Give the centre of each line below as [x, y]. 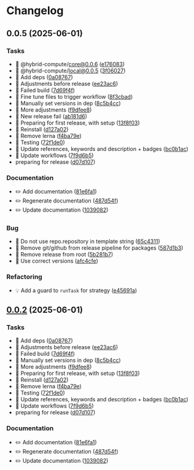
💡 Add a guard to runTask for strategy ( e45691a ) [76, 290]
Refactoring [25, 277]
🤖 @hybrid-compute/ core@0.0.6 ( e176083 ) [70, 64]
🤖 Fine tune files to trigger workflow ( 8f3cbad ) [74, 96]
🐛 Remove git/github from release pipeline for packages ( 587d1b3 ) [99, 248]
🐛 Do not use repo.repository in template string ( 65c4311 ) [88, 241]
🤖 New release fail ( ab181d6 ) [51, 116]
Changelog [35, 11]
